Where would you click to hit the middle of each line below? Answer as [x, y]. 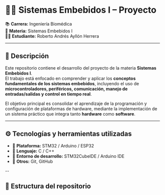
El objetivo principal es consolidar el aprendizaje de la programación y [76, 103]
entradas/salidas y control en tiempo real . [49, 94]
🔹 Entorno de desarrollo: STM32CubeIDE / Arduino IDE [68, 156]
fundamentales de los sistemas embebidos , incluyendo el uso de [72, 83]
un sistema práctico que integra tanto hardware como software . [70, 114]
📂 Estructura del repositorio [48, 186]
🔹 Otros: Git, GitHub [32, 161]
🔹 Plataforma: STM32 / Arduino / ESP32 [53, 146]
